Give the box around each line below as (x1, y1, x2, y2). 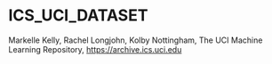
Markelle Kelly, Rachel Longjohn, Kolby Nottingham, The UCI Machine (8, 35, 263, 45)
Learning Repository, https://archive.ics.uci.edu (8, 44, 182, 54)
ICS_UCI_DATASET (8, 5, 148, 26)
